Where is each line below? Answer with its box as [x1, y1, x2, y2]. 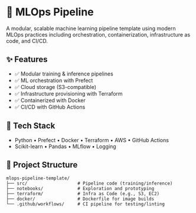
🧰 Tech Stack [6, 121, 55, 131]
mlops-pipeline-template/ [6, 175, 70, 182]
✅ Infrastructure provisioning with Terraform [14, 90, 123, 97]
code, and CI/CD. [6, 37, 48, 44]
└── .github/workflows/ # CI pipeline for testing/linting [6, 201, 165, 207]
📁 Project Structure [6, 159, 78, 170]
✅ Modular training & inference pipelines [14, 70, 113, 77]
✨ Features [6, 54, 48, 64]
